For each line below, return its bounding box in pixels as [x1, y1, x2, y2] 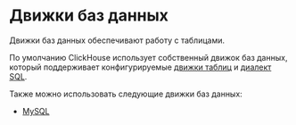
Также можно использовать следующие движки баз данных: [9, 88, 243, 99]
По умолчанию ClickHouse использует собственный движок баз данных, [9, 52, 288, 62]
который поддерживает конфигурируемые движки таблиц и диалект [9, 62, 272, 72]
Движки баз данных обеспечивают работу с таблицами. [9, 35, 226, 46]
